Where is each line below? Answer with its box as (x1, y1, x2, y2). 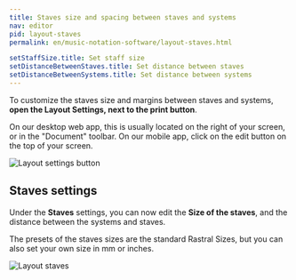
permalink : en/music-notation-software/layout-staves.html (9, 37, 233, 47)
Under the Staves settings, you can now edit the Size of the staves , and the (9, 206, 288, 218)
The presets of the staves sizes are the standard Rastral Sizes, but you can (9, 233, 284, 244)
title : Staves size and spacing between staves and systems (9, 12, 237, 22)
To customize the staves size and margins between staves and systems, (9, 94, 274, 105)
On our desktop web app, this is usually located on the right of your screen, (9, 121, 286, 132)
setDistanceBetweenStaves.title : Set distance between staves (9, 62, 244, 71)
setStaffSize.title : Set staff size (9, 54, 145, 63)
